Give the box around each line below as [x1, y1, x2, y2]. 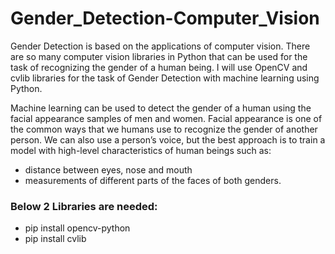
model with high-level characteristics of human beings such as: [10, 144, 272, 156]
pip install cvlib [24, 233, 87, 245]
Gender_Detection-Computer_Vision [10, 7, 320, 30]
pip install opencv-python [24, 222, 131, 234]
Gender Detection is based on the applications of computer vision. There [10, 40, 311, 52]
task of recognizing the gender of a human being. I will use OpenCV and [10, 61, 308, 73]
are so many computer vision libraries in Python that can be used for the [10, 50, 308, 62]
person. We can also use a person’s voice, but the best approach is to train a [10, 133, 326, 146]
